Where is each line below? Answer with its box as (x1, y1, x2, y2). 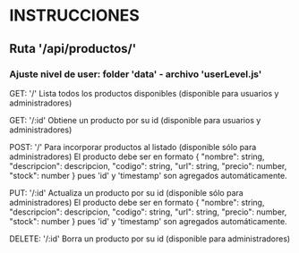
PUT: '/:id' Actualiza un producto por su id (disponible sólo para (9, 187, 243, 198)
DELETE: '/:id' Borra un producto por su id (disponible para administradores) (9, 233, 291, 244)
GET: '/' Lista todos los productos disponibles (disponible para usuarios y (9, 88, 279, 98)
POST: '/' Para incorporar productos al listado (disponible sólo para (9, 141, 257, 152)
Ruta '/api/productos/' (9, 41, 137, 56)
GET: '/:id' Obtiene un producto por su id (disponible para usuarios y (9, 114, 261, 125)
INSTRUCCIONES (9, 5, 141, 26)
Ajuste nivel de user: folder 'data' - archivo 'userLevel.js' (9, 68, 262, 80)
